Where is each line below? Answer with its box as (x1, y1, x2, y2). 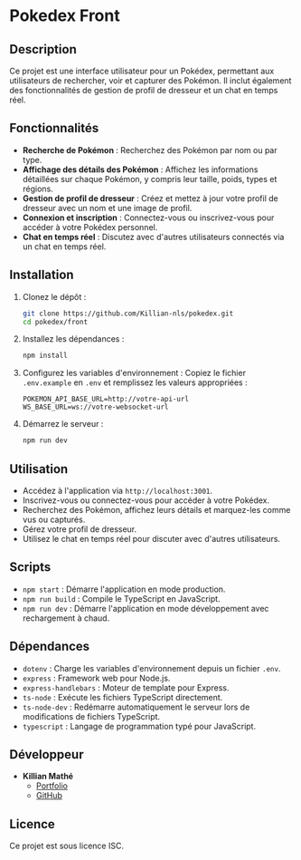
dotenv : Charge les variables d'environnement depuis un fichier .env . (22, 662, 281, 673)
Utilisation (9, 461, 69, 477)
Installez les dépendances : (22, 333, 125, 344)
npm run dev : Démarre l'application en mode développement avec (22, 603, 269, 614)
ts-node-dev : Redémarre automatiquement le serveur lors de (22, 701, 250, 712)
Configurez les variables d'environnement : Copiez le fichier (22, 368, 247, 379)
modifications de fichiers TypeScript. (22, 710, 161, 721)
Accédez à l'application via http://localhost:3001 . (22, 485, 213, 496)
